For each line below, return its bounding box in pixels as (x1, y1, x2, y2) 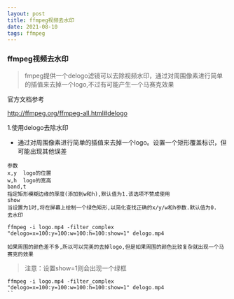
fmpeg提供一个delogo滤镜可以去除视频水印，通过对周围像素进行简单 (24, 71, 223, 80)
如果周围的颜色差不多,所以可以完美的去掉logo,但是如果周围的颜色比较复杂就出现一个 (7, 243, 219, 250)
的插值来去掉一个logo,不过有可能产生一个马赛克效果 (24, 80, 174, 88)
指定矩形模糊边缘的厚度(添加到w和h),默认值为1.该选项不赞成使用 (7, 190, 170, 198)
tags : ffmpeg (7, 29, 46, 37)
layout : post (7, 10, 46, 17)
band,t (7, 183, 27, 190)
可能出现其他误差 (17, 147, 67, 155)
